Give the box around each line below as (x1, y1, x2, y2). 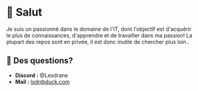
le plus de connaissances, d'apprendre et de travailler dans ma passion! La (6, 31, 193, 39)
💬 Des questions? (6, 55, 74, 66)
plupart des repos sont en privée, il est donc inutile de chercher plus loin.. (6, 38, 190, 45)
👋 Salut (6, 5, 42, 19)
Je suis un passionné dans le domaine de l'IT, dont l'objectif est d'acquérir (6, 25, 192, 33)
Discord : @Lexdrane (14, 72, 68, 79)
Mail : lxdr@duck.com (14, 78, 70, 85)
